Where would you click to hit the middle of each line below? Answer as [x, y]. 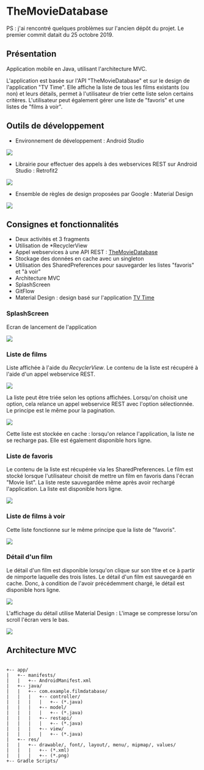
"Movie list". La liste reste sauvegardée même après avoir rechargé [91, 482]
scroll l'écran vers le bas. [38, 619]
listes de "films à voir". [35, 107]
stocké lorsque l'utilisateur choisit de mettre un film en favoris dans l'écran [100, 476]
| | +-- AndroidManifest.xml [49, 681]
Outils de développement [55, 126]
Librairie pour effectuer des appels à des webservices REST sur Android [106, 164]
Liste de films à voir [36, 517]
